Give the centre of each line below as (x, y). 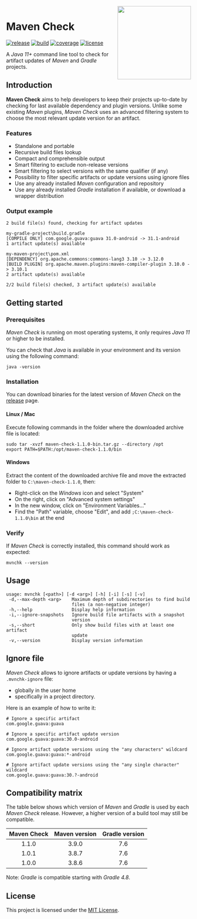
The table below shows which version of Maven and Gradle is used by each (98, 807)
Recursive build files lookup (48, 153)
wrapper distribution (39, 196)
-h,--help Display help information (72, 610)
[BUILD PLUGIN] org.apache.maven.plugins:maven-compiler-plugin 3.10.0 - (98, 264)
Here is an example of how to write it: (51, 708)
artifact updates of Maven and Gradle (52, 60)
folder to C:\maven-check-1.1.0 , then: (51, 481)
